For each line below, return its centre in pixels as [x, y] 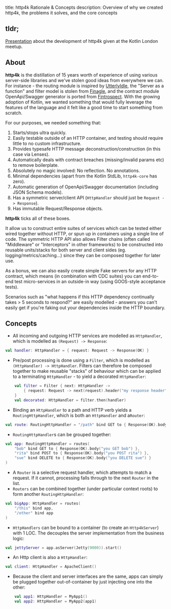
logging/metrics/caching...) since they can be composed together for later [83, 255]
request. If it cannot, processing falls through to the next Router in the [85, 478]
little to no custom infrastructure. [47, 143]
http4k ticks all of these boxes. [38, 218]
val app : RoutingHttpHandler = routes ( [48, 444]
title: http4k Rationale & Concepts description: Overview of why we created [84, 7]
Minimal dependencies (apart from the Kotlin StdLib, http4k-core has [85, 176]
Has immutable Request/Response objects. [58, 208]
